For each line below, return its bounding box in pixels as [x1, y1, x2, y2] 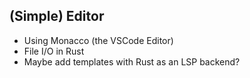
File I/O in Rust [23, 45, 85, 57]
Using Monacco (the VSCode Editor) [23, 34, 174, 46]
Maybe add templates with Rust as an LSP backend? [23, 55, 241, 68]
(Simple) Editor [9, 8, 105, 25]
